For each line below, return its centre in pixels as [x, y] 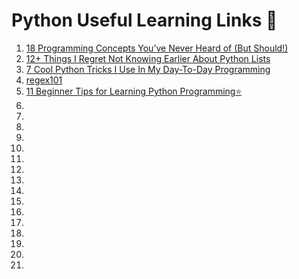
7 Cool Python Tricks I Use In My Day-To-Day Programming [148, 69]
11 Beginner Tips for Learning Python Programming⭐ [134, 91]
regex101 [44, 80]
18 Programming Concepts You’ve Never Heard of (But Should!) [157, 48]
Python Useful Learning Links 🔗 [144, 20]
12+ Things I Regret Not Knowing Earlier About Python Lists [148, 58]
